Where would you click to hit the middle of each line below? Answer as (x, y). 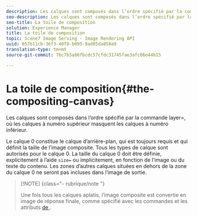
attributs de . (36, 207)
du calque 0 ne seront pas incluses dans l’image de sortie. (77, 172)
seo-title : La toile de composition (51, 22)
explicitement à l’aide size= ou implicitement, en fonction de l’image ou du (95, 160)
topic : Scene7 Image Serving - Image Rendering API (70, 39)
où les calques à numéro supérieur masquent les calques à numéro (87, 124)
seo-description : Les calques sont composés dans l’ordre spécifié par (95, 17)
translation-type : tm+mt (36, 50)
